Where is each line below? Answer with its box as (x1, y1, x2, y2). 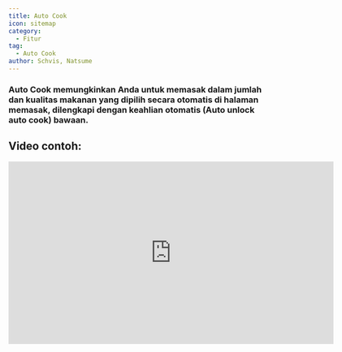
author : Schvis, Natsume (8, 58, 93, 66)
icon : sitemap (8, 19, 57, 28)
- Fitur (15, 34, 42, 43)
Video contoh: (8, 140, 82, 153)
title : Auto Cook (8, 11, 67, 20)
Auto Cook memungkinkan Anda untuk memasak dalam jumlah (8, 84, 262, 95)
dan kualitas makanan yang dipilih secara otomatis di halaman (8, 94, 259, 105)
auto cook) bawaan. (8, 114, 89, 126)
